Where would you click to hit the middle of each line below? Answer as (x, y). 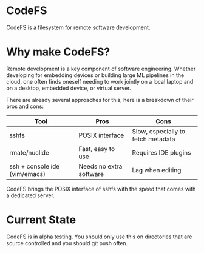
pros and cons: (25, 106)
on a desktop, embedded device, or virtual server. (69, 88)
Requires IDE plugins (161, 152)
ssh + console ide (35, 166)
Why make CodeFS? (58, 52)
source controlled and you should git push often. (67, 243)
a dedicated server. (30, 195)
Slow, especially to (159, 131)
